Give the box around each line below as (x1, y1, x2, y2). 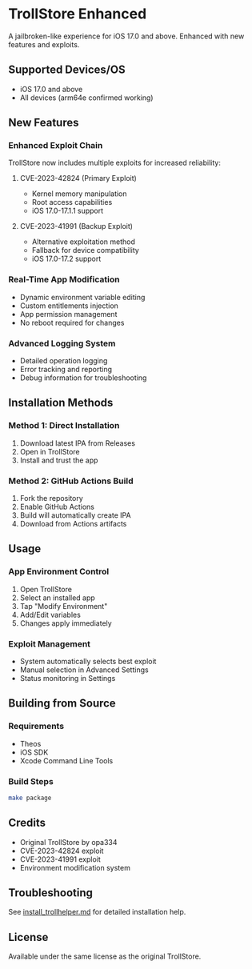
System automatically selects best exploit (19, 657, 157, 666)
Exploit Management (8, 638, 90, 649)
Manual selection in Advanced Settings (19, 665, 150, 675)
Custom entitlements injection (19, 301, 118, 310)
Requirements (8, 721, 65, 732)
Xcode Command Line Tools (19, 755, 114, 765)
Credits (8, 816, 46, 830)
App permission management (19, 309, 118, 318)
